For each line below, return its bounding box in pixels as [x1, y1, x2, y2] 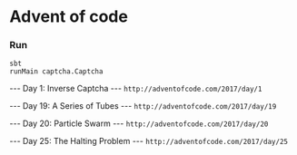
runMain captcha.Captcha [9, 67, 104, 76]
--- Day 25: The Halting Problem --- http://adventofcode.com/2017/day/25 [9, 136, 289, 147]
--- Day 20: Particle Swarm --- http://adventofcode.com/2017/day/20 [9, 118, 269, 129]
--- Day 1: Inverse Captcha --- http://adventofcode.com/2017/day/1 [9, 83, 262, 94]
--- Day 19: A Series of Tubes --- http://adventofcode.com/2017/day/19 [9, 101, 277, 111]
